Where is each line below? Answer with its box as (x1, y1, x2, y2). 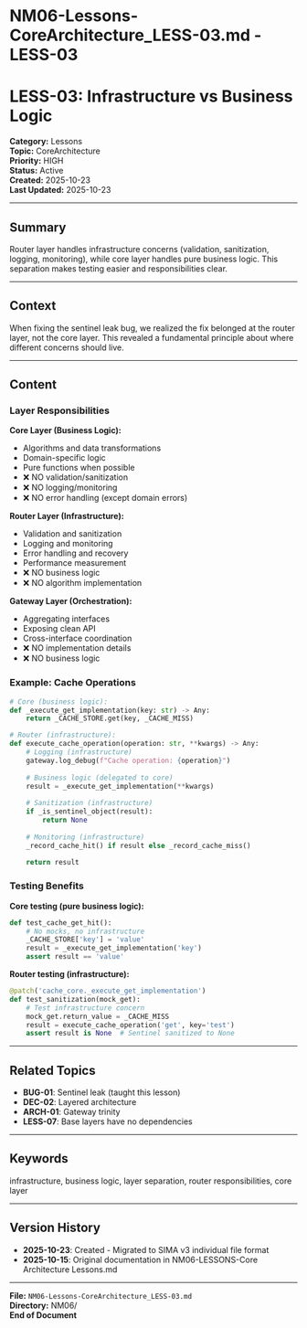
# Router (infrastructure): (9, 730, 117, 740)
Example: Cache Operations (9, 676, 137, 689)
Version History (9, 1220, 101, 1236)
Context (9, 298, 57, 313)
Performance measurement (22, 558, 127, 568)
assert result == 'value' (26, 952, 125, 961)
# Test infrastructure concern (26, 1003, 145, 1013)
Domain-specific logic (22, 452, 107, 463)
